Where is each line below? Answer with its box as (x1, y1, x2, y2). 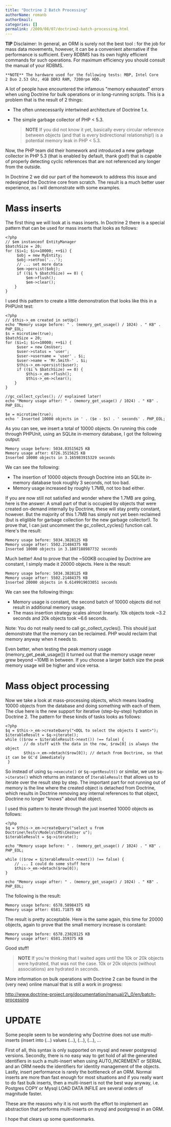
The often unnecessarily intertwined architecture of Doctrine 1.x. (12, 107, 149, 113)
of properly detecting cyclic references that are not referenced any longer (5, 159, 161, 165)
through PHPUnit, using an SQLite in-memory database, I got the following (5, 431, 162, 437)
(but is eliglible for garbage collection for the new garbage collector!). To (5, 517, 158, 523)
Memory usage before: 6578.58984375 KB (5, 903, 90, 908)
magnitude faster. (5, 1091, 42, 1097)
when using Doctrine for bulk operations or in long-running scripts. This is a (5, 91, 165, 97)
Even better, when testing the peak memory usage (5, 646, 111, 652)
